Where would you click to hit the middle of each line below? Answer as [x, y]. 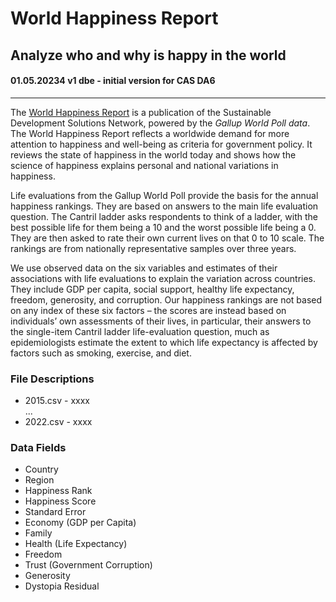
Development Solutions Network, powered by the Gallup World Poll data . [160, 123]
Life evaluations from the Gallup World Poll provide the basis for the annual [164, 195]
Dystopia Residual [62, 586]
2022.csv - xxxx [58, 422]
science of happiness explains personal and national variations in [144, 165]
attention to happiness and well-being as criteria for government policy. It [161, 144]
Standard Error [55, 512]
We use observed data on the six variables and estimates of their [144, 268]
